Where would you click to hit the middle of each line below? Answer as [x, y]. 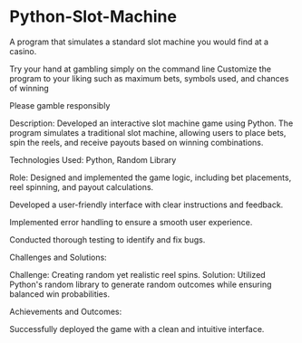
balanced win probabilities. [60, 294]
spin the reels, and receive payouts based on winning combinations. [136, 142]
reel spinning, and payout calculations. [82, 186]
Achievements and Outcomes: [66, 311]
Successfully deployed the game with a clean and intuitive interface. [137, 329]
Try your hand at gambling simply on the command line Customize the [141, 69]
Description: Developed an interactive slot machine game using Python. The [151, 123]
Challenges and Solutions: [58, 257]
